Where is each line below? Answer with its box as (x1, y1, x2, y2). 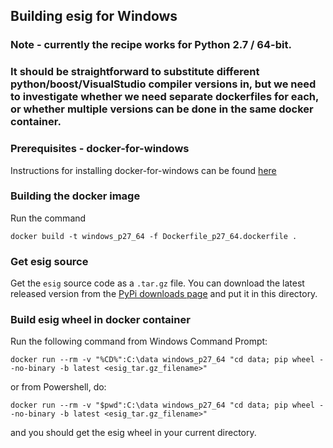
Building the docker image (10, 189, 141, 203)
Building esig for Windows (10, 8, 178, 25)
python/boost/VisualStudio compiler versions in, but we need (10, 77, 317, 91)
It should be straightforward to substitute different (10, 65, 260, 79)
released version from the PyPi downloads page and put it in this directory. (10, 288, 318, 300)
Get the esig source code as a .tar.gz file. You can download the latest (10, 277, 305, 289)
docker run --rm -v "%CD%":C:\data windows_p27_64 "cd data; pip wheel (10, 355, 315, 365)
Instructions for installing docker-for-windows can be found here (10, 164, 277, 176)
